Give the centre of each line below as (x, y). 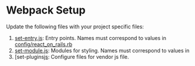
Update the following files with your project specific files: (75, 27)
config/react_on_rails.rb (43, 44)
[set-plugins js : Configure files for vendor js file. (72, 57)
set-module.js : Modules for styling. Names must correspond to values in (102, 50)
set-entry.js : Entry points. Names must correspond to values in (90, 38)
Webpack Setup (46, 10)
